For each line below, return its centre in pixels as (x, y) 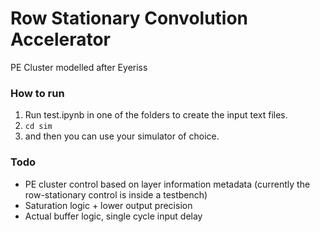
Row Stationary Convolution (129, 18)
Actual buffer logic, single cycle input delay (113, 216)
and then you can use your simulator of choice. (122, 136)
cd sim (38, 127)
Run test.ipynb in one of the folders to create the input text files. (156, 115)
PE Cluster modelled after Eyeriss (79, 67)
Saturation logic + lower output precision (108, 205)
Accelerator (60, 39)
